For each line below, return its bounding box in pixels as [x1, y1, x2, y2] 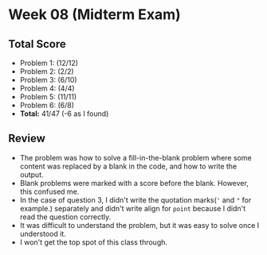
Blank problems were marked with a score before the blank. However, [19, 178, 249, 187]
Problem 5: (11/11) [19, 92, 77, 101]
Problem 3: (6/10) [19, 75, 77, 84]
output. [19, 169, 44, 180]
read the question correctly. [19, 212, 112, 222]
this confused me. [19, 187, 80, 196]
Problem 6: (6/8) [19, 101, 74, 110]
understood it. [19, 229, 66, 238]
